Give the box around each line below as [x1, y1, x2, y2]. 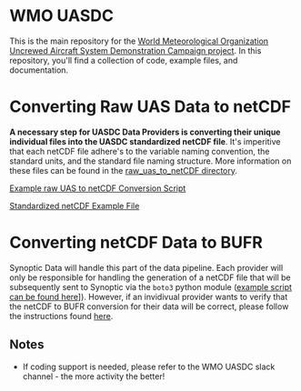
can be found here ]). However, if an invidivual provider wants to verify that [9, 291, 288, 302]
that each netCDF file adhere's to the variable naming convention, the [9, 145, 270, 156]
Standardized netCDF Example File [9, 200, 140, 211]
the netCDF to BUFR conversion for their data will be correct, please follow [9, 301, 289, 312]
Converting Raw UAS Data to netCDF [9, 96, 291, 117]
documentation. [9, 65, 69, 75]
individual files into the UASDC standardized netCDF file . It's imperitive [9, 135, 281, 146]
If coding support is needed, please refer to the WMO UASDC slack [22, 361, 276, 372]
